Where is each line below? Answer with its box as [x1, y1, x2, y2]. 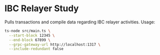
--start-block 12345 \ [9, 33, 55, 38]
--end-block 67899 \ [9, 37, 51, 42]
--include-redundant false [9, 47, 64, 52]
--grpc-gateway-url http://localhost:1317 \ [9, 42, 101, 47]
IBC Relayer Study [4, 3, 79, 14]
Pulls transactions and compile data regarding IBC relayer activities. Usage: [4, 19, 155, 25]
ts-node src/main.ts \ [4, 28, 51, 33]
